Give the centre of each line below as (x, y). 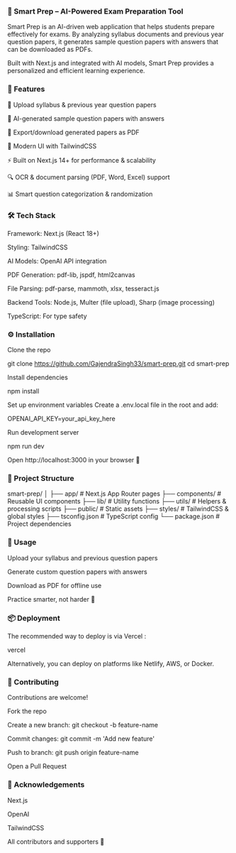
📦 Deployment (34, 618)
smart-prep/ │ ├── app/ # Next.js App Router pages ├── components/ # (114, 494)
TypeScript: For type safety (47, 316)
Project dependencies (40, 524)
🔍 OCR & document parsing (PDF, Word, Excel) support (89, 177)
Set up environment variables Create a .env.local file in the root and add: (113, 405)
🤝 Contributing (33, 682)
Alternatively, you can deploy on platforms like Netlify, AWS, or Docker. (111, 664)
